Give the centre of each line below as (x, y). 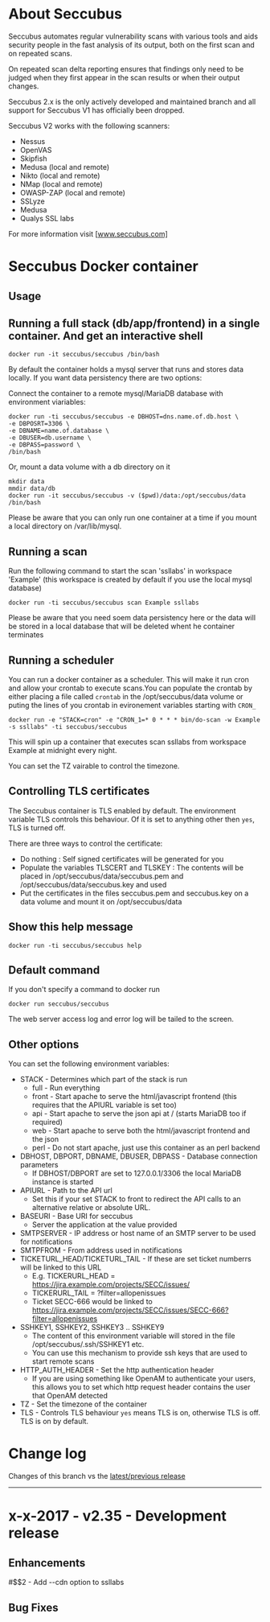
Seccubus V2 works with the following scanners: (89, 126)
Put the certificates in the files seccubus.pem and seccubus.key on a (134, 893)
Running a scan (48, 552)
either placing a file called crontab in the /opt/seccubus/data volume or (126, 696)
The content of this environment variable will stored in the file (133, 1336)
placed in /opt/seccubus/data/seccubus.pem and (102, 876)
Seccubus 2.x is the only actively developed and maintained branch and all (132, 101)
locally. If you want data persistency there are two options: (105, 378)
